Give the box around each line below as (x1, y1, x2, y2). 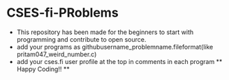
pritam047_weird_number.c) (16, 50, 97, 58)
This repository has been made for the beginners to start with (16, 28, 194, 36)
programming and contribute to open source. (16, 35, 147, 43)
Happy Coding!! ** (16, 65, 71, 73)
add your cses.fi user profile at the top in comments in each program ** (16, 57, 223, 65)
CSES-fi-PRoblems (6, 5, 119, 21)
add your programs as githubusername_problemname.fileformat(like (16, 42, 214, 51)
